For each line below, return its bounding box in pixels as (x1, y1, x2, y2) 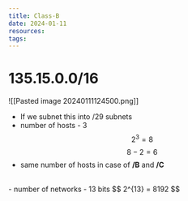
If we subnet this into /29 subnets (19, 112, 132, 122)
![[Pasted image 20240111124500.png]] (8, 96, 139, 106)
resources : (8, 27, 45, 35)
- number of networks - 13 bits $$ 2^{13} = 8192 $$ (8, 184, 181, 194)
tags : (8, 34, 27, 43)
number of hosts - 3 (19, 121, 88, 130)
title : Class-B (8, 11, 60, 20)
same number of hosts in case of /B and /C (19, 160, 164, 169)
